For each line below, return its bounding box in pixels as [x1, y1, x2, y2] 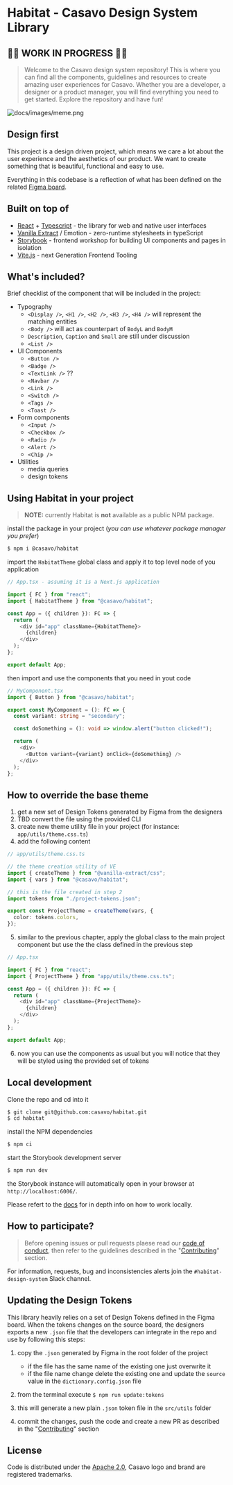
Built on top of [7, 203, 69, 215]
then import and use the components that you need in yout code [7, 673, 191, 682]
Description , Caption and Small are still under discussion [27, 332, 190, 341]
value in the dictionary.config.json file [27, 1377, 142, 1385]
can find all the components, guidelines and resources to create [24, 73, 207, 81]
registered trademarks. [7, 1470, 73, 1479]
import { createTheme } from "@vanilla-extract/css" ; [7, 869, 166, 876]
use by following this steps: [7, 1335, 85, 1343]
